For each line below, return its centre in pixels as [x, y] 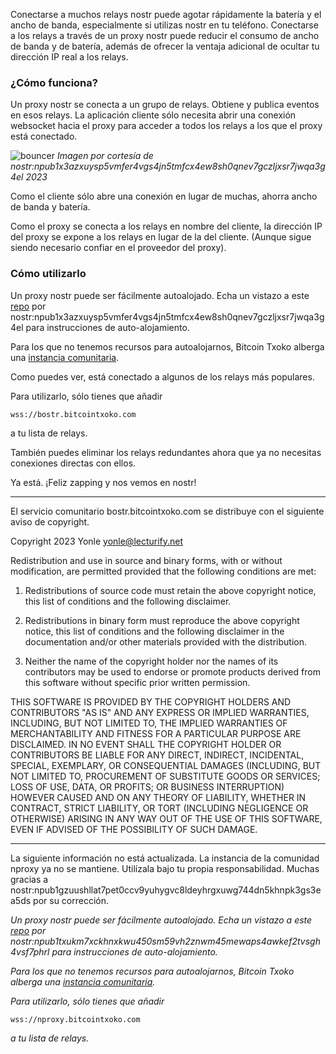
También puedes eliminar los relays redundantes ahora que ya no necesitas [166, 452]
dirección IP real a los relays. [69, 57]
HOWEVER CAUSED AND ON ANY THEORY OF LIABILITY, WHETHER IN [158, 797]
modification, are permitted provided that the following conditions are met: [163, 571]
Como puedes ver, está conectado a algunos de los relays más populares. [162, 376]
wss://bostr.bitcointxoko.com [73, 414]
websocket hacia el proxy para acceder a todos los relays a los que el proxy [166, 126]
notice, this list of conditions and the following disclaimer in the [154, 631]
